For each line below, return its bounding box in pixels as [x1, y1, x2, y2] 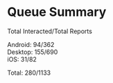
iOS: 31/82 [7, 55, 37, 63]
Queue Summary [7, 4, 107, 20]
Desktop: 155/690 [7, 48, 58, 56]
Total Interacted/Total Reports [7, 27, 92, 35]
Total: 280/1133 [7, 68, 51, 77]
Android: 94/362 [7, 40, 55, 48]
